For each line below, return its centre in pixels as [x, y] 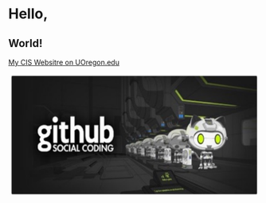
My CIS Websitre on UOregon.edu [64, 62]
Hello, [28, 14]
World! [25, 43]
